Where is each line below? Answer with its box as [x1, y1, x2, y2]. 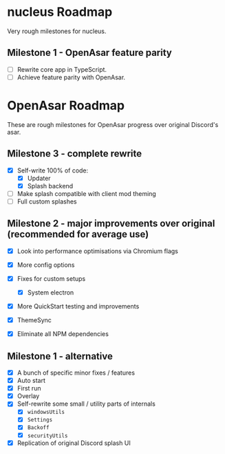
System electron [27, 288, 74, 297]
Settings [27, 417, 53, 424]
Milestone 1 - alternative [7, 350, 114, 362]
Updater [27, 174, 51, 182]
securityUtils [27, 432, 68, 439]
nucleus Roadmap [7, 4, 113, 20]
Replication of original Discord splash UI [17, 439, 131, 447]
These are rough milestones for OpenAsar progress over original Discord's [7, 120, 219, 128]
